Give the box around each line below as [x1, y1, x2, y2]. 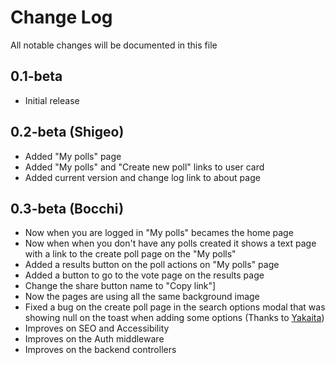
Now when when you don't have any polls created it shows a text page [24, 237, 317, 250]
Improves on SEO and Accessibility [24, 322, 170, 335]
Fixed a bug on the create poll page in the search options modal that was [24, 301, 326, 313]
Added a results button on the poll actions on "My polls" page [24, 259, 280, 271]
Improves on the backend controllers [24, 344, 177, 356]
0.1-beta [10, 68, 63, 85]
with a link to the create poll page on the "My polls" [24, 248, 237, 260]
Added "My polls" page [24, 150, 122, 162]
